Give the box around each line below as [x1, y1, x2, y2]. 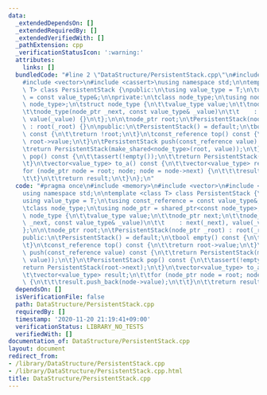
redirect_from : [8, 352, 59, 361]
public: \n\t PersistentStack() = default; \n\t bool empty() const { [22, 234, 247, 242]
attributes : [15, 57, 56, 65]
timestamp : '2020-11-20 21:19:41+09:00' [15, 315, 151, 323]
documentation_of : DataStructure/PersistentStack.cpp [8, 338, 191, 346]
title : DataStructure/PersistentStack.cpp [8, 374, 151, 382]
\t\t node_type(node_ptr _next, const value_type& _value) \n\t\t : [22, 108, 258, 116]
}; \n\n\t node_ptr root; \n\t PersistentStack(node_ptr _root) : [22, 226, 233, 235]
